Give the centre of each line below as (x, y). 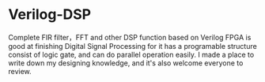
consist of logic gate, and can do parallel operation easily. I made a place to (131, 54)
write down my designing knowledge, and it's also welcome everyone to (126, 63)
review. (20, 71)
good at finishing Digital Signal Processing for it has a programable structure (132, 46)
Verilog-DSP (50, 15)
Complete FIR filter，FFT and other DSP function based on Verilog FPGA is (130, 37)
